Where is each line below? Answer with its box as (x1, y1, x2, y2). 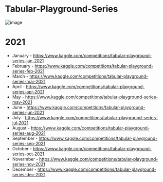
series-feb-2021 (12, 68, 45, 74)
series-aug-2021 (12, 130, 46, 136)
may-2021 (12, 99, 33, 105)
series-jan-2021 (12, 57, 44, 64)
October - (12, 146, 32, 151)
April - (12, 84, 25, 90)
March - (12, 73, 28, 79)
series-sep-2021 (12, 140, 45, 146)
